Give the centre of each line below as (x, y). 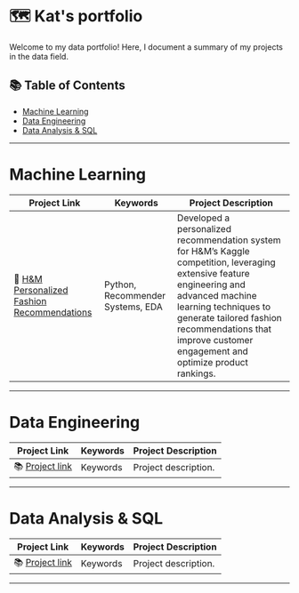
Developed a (203, 218)
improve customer (215, 340)
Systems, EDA (133, 307)
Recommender (135, 295)
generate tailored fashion (229, 317)
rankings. (196, 373)
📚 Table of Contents (68, 86)
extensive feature (214, 273)
